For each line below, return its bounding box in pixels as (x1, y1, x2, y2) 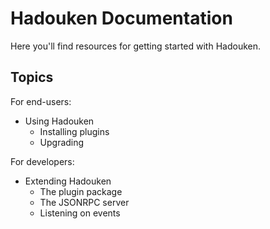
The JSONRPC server (39, 196, 130, 208)
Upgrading (39, 136, 85, 148)
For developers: (10, 155, 75, 167)
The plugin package (39, 185, 123, 197)
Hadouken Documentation (10, 7, 233, 30)
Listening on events (39, 207, 121, 219)
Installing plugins (39, 125, 110, 137)
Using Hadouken (24, 115, 95, 127)
